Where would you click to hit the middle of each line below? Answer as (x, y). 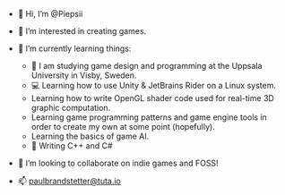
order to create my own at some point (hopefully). (123, 127)
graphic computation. (71, 108)
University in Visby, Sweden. (84, 75)
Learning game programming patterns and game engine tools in (149, 117)
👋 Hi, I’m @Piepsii (50, 14)
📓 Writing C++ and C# (72, 146)
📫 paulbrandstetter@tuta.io (69, 181)
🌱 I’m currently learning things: (74, 48)
